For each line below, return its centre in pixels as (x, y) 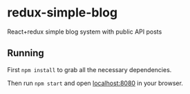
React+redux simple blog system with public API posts (85, 32)
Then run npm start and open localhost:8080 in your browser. (95, 83)
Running (26, 53)
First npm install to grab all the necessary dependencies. (89, 69)
